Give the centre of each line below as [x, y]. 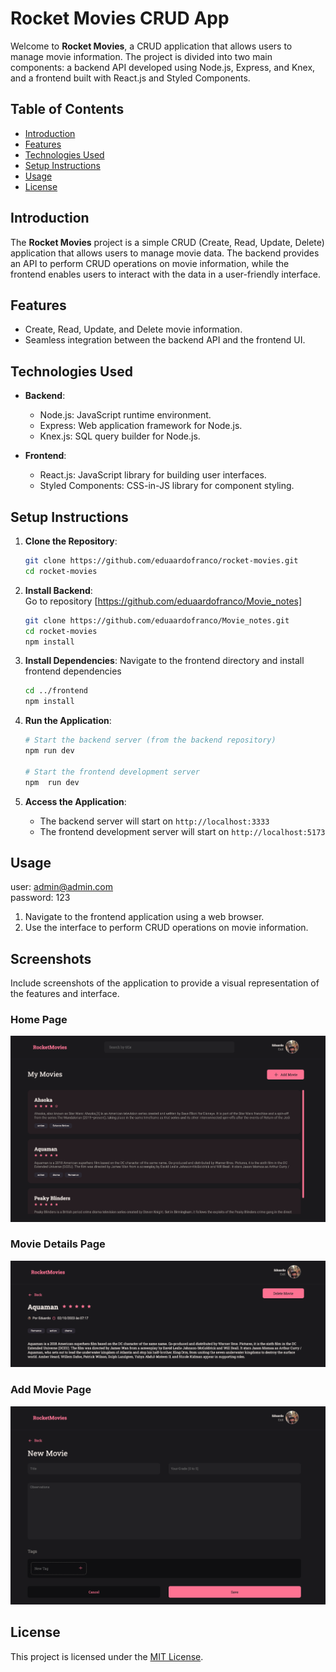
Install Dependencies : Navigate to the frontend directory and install [164, 661]
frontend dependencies [73, 671]
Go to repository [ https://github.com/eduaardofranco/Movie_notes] [163, 601]
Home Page [39, 1020]
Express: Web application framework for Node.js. [141, 426]
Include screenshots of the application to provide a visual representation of [165, 983]
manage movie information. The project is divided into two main [141, 56]
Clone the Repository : [71, 541]
